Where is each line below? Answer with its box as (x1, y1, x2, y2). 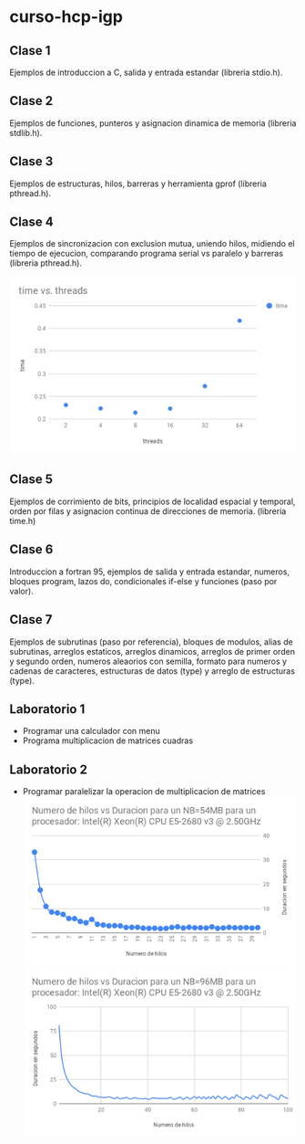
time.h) (9, 515, 36, 526)
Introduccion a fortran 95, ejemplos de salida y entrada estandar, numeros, (9, 566, 290, 577)
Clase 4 (9, 215, 54, 230)
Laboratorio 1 (9, 701, 86, 717)
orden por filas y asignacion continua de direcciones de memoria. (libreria (9, 505, 287, 517)
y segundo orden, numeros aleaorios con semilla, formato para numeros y (9, 656, 288, 666)
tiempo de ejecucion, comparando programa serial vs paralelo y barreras (9, 248, 284, 259)
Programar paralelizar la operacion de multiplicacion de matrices (22, 786, 266, 797)
